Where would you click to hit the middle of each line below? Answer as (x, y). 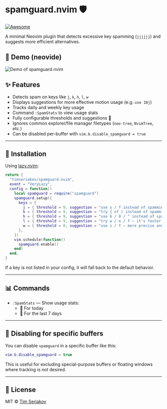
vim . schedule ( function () (40, 239)
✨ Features (23, 85)
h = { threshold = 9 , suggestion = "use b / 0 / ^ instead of (89, 216)
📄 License (21, 389)
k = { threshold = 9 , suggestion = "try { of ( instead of (85, 212)
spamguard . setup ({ (33, 198)
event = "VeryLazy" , (31, 184)
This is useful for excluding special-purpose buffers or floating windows (79, 364)
